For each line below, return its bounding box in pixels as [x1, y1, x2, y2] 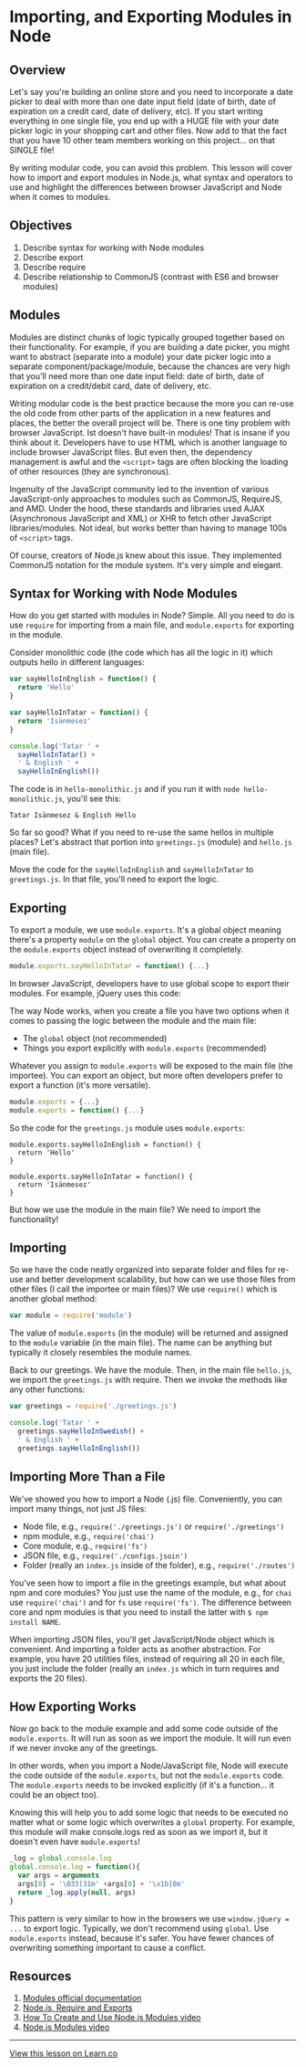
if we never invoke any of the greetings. [9, 1743, 158, 1754]
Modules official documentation [22, 1993, 142, 2004]
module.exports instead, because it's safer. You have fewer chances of [9, 1932, 275, 1943]
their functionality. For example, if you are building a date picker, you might [9, 341, 290, 353]
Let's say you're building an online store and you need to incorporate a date [9, 87, 294, 97]
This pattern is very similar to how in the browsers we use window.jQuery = [9, 1913, 290, 1924]
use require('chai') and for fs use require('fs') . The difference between [9, 1597, 292, 1608]
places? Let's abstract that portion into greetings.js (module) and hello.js [9, 837, 293, 848]
